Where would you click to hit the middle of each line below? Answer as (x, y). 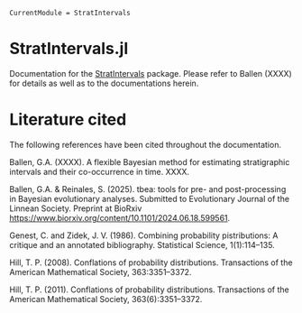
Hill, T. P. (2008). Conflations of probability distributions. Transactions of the (151, 262)
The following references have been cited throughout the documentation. (146, 144)
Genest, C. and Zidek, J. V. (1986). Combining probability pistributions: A (144, 235)
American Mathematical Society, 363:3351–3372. (101, 272)
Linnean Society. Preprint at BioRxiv (76, 208)
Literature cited (68, 120)
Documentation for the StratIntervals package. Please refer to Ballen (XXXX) (151, 73)
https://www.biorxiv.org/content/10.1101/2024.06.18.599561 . (120, 217)
